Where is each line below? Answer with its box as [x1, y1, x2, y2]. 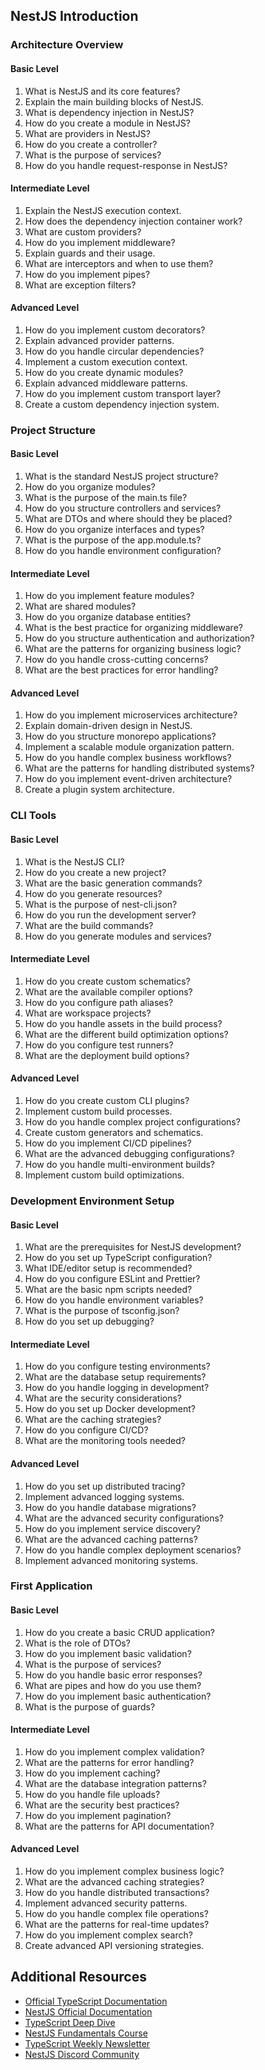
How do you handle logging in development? [24, 1382, 210, 1394]
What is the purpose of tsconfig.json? [24, 1305, 180, 1317]
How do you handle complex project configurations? [24, 1115, 241, 1128]
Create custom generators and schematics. [24, 1126, 204, 1138]
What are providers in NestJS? [24, 127, 151, 139]
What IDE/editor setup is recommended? [24, 1262, 193, 1274]
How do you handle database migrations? [24, 1501, 197, 1513]
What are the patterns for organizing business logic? [24, 643, 242, 655]
